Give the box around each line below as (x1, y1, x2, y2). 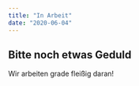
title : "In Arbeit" (8, 11, 73, 20)
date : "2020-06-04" (8, 19, 73, 27)
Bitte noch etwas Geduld (8, 48, 132, 62)
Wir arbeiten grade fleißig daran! (8, 69, 115, 79)
